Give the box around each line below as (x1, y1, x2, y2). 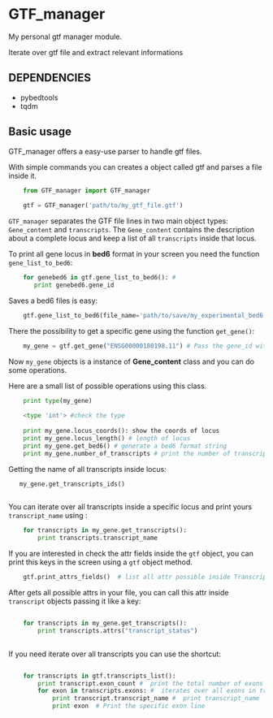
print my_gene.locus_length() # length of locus (23, 435, 191, 443)
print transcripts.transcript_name (37, 534, 158, 543)
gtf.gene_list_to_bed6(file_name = (23, 311, 140, 319)
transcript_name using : (8, 511, 88, 521)
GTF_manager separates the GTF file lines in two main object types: (8, 216, 229, 226)
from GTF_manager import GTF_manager (23, 186, 151, 195)
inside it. (8, 171, 37, 180)
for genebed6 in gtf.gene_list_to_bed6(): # (23, 274, 176, 282)
